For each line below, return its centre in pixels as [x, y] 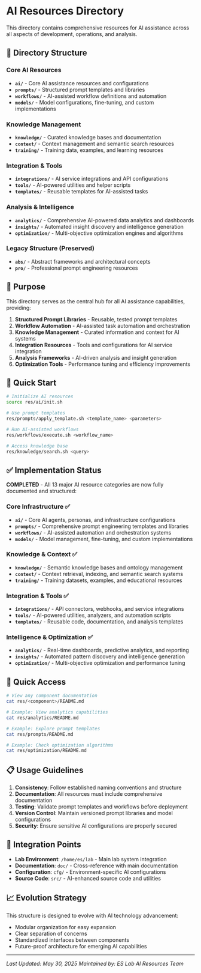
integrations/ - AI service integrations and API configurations [92, 179]
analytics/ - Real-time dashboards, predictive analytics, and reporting [102, 650]
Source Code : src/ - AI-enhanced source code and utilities [88, 878]
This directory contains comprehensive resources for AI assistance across [98, 28]
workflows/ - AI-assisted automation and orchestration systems [93, 532]
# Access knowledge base [37, 446]
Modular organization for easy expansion [66, 927]
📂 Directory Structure [47, 53]
